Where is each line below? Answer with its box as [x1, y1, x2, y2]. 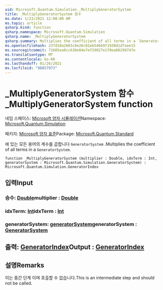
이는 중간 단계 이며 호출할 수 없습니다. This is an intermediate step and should [5, 275, 155, 281]
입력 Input [5, 179, 33, 187]
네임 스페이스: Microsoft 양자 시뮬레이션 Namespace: [5, 115, 106, 121]
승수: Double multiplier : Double [5, 194, 79, 201]
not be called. [5, 280, 33, 286]
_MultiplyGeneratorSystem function [5, 99, 153, 110]
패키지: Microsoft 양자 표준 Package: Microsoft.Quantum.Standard [5, 130, 134, 136]
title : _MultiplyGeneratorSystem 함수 [5, 12, 81, 16]
